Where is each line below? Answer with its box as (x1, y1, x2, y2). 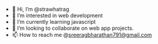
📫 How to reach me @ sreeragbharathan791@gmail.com (11, 32, 152, 38)
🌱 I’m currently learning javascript (11, 18, 96, 25)
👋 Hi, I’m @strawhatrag (11, 6, 69, 12)
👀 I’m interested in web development (11, 12, 103, 19)
